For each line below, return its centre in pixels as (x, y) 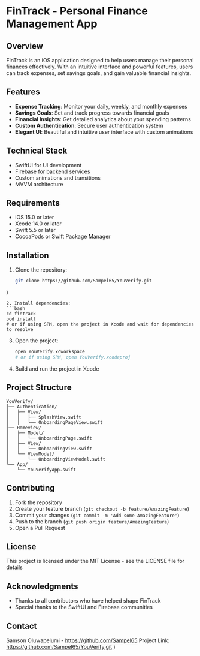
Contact (22, 626)
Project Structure (39, 388)
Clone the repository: (41, 270)
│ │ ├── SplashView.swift (44, 417)
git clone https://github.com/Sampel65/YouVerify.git (83, 281)
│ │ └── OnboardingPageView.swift (54, 422)
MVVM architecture (39, 184)
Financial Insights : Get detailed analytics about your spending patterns (103, 119)
